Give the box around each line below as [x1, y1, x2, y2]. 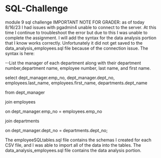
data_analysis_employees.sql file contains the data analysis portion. [5, 147, 141, 153]
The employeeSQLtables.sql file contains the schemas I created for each [5, 137, 152, 143]
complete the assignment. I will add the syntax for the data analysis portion [5, 35, 157, 41]
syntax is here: [5, 50, 35, 56]
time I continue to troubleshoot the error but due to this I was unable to [5, 29, 148, 35]
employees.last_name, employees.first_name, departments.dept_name [5, 79, 148, 86]
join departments [5, 118, 40, 124]
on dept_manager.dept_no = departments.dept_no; [5, 127, 108, 133]
